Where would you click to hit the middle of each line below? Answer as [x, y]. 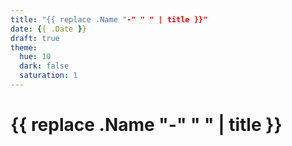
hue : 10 [35, 57]
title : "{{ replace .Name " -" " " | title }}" [109, 19]
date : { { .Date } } [48, 29]
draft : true [35, 38]
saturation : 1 [48, 76]
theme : [24, 47]
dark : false [44, 66]
